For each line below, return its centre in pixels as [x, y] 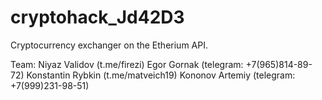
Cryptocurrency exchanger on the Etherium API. [109, 45]
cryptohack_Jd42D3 [97, 17]
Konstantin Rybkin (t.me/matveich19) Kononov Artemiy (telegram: [161, 75]
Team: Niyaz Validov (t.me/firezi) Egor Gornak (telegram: [127, 64]
